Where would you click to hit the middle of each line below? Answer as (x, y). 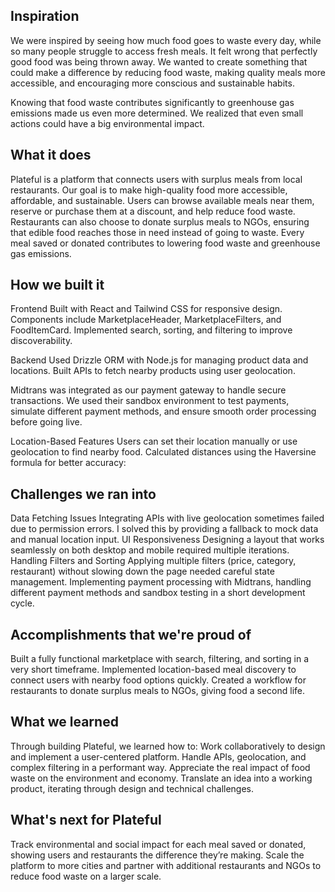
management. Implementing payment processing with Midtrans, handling (161, 582)
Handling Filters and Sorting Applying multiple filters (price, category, (153, 561)
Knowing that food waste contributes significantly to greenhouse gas (152, 102)
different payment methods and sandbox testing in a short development (158, 593)
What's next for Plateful (86, 820)
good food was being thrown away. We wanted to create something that (159, 61)
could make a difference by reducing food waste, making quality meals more (168, 72)
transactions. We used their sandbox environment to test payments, (150, 401)
